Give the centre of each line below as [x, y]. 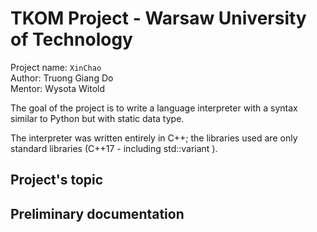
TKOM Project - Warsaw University [158, 18]
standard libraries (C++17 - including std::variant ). [114, 148]
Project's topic [57, 180]
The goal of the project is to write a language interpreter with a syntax [154, 108]
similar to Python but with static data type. [97, 118]
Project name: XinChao [56, 67]
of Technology [71, 39]
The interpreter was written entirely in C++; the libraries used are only [154, 138]
